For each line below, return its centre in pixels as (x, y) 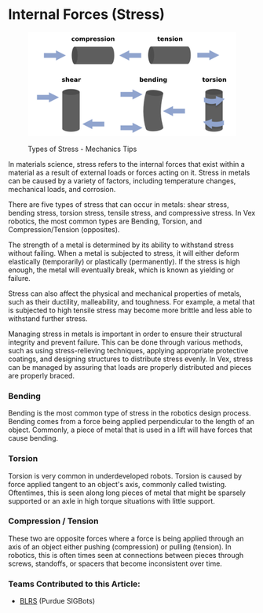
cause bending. (33, 438)
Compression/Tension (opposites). (64, 229)
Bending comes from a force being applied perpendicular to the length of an (131, 422)
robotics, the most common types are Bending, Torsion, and (105, 221)
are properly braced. (41, 375)
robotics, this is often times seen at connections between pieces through (126, 555)
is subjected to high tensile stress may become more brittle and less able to (130, 310)
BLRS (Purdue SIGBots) (57, 601)
